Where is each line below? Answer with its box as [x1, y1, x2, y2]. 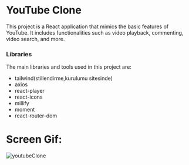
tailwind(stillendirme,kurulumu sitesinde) [14, 75, 113, 82]
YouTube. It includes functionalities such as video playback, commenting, [6, 29, 184, 36]
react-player [14, 87, 45, 95]
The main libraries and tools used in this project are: [6, 63, 132, 70]
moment [14, 106, 35, 113]
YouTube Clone [6, 4, 82, 17]
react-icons [14, 93, 43, 100]
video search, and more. [6, 35, 65, 42]
